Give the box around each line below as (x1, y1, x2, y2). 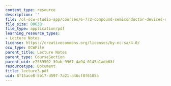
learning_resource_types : (5, 31, 60, 36)
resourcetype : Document (5, 64, 56, 69)
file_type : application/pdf (5, 26, 65, 31)
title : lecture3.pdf (5, 69, 49, 74)
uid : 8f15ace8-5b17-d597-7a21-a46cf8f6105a (5, 73, 99, 78)
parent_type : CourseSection (5, 54, 65, 60)
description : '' (5, 12, 40, 17)
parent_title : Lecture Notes (5, 50, 67, 55)
